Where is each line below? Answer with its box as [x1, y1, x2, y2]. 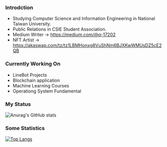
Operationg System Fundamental [12, 88, 81, 94]
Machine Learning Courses [12, 82, 69, 88]
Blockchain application [12, 77, 60, 83]
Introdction [5, 4, 33, 11]
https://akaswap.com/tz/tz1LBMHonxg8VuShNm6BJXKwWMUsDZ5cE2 [12, 42, 162, 48]
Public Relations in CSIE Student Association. [12, 26, 107, 32]
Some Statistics [5, 124, 45, 131]
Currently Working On [5, 60, 61, 67]
